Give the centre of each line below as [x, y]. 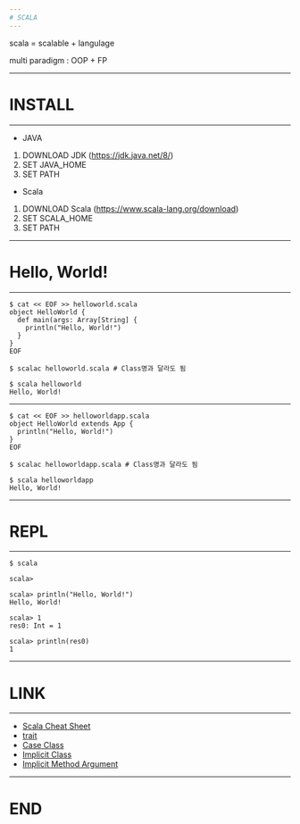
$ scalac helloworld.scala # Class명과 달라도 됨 [98, 368]
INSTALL [42, 104]
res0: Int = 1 [36, 626]
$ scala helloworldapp [51, 480]
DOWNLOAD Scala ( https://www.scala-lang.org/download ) [130, 208]
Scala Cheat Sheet [56, 726]
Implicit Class [47, 754]
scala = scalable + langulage [62, 43]
